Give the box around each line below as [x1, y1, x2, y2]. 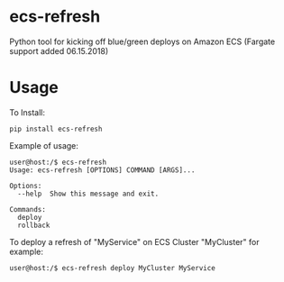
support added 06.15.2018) [9, 45, 109, 56]
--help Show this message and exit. [17, 189, 160, 198]
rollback [17, 221, 50, 230]
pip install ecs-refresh [9, 124, 103, 133]
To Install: [9, 106, 46, 118]
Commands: [9, 205, 47, 214]
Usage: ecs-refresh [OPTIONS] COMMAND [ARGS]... [9, 165, 196, 175]
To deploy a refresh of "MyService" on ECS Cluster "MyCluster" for [9, 236, 260, 247]
